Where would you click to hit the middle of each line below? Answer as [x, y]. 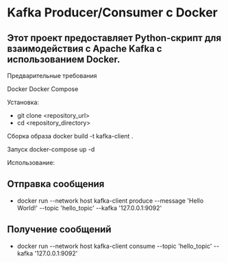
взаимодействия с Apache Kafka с [85, 48]
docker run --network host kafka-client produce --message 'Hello [110, 201]
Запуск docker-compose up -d [51, 149]
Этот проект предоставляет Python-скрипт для [114, 38]
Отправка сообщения [56, 184]
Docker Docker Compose [43, 89]
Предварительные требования [52, 76]
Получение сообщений [59, 230]
